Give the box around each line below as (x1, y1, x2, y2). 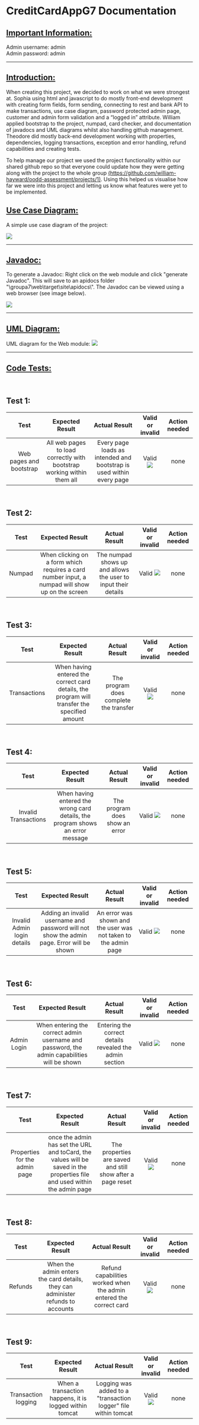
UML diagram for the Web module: (6, 340, 91, 347)
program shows (53, 819, 97, 827)
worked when (92, 1278, 130, 1287)
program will (56, 692, 91, 700)
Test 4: (6, 747, 33, 757)
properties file (50, 1170, 90, 1178)
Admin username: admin (6, 43, 66, 50)
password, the (42, 1043, 82, 1051)
